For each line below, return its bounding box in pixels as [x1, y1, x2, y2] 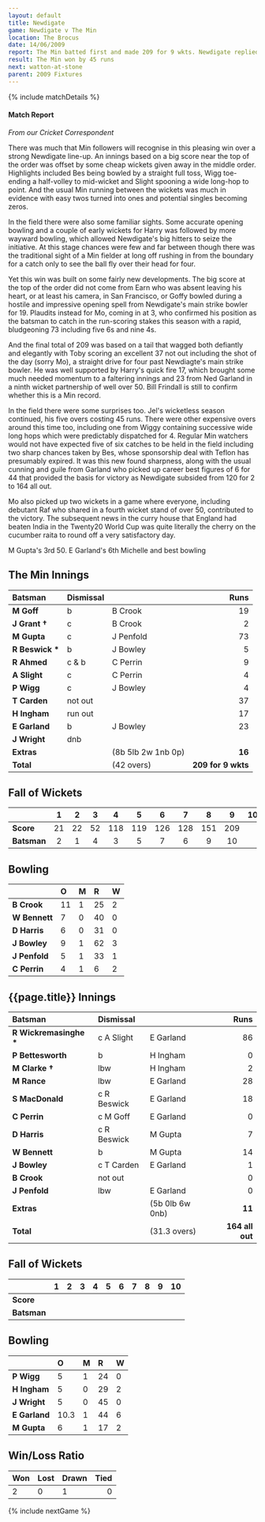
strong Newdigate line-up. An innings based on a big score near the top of [8, 151, 250, 160]
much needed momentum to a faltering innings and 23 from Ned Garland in [8, 373, 253, 383]
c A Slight [97, 1032, 134, 1043]
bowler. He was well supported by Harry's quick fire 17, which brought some [8, 365, 256, 375]
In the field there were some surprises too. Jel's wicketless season [8, 405, 225, 415]
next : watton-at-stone [8, 63, 83, 71]
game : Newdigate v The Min [8, 26, 97, 34]
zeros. [8, 202, 29, 211]
